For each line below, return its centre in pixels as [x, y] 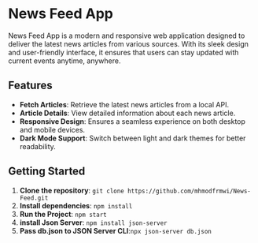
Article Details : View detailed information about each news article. [127, 113]
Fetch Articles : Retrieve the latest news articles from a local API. [124, 104]
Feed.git [34, 198]
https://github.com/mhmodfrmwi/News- [189, 191]
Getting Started [47, 172]
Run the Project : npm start [63, 214]
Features [30, 86]
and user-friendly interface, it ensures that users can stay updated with [123, 52]
